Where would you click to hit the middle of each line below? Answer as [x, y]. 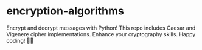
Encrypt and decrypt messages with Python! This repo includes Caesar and [101, 28]
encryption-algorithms [65, 11]
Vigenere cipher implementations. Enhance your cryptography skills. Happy [101, 34]
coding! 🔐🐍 [20, 40]
